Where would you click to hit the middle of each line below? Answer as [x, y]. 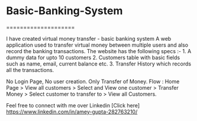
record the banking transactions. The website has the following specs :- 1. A [99, 51]
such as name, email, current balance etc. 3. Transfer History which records [98, 64]
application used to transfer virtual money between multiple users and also [97, 45]
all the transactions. [30, 70]
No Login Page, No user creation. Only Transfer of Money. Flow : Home [93, 81]
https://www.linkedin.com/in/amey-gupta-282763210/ [72, 112]
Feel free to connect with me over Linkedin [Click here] [73, 105]
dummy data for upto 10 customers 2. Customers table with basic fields [93, 57]
